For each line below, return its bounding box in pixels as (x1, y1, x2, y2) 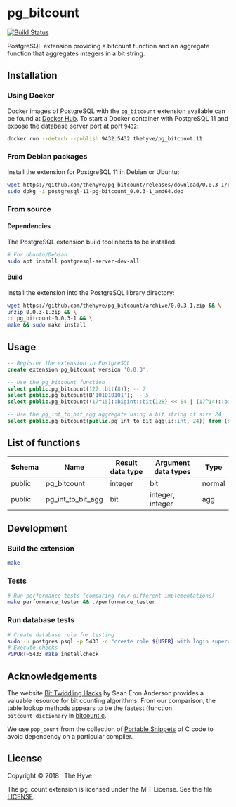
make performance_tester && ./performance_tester (7, 598, 156, 605)
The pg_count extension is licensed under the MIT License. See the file (7, 785, 213, 793)
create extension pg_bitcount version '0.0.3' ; (7, 366, 150, 373)
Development (7, 523, 68, 534)
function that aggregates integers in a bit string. (7, 49, 145, 58)
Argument (155, 458, 190, 468)
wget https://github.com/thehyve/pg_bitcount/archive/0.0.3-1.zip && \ (7, 302, 221, 309)
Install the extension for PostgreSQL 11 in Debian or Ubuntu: (7, 167, 180, 176)
